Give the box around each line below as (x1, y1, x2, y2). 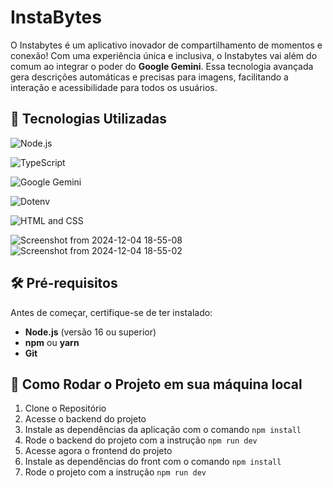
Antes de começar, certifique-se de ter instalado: (10, 306, 213, 318)
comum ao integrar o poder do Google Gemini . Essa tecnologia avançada (10, 60, 314, 72)
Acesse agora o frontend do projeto (24, 445, 173, 457)
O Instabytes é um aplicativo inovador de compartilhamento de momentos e (10, 39, 323, 51)
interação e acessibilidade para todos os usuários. (10, 81, 218, 93)
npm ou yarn (24, 336, 80, 348)
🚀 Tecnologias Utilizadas (10, 111, 167, 128)
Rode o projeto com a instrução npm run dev (24, 466, 207, 478)
